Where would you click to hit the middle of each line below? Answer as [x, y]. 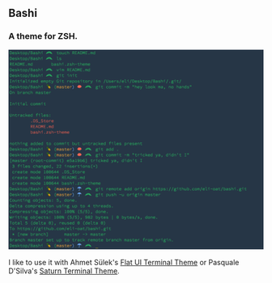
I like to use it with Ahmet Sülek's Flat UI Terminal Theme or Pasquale [124, 263]
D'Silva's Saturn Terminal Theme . [64, 271]
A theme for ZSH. [43, 36]
